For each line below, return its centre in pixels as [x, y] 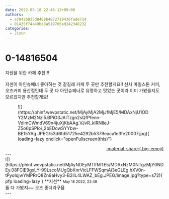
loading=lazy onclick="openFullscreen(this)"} [65, 139]
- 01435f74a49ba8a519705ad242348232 [48, 24]
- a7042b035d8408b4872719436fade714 [48, 19]
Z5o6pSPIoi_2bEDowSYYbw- [48, 128]
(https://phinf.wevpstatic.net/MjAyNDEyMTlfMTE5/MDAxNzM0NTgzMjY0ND [84, 164]
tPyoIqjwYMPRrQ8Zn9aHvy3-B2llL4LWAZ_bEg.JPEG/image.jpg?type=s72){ [84, 175]
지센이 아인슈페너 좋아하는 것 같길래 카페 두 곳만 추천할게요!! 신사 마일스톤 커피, [83, 84]
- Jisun [18, 33]
